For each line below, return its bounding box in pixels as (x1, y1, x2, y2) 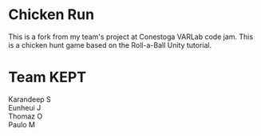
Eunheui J (8, 103, 42, 112)
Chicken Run (8, 6, 94, 24)
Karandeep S (8, 94, 52, 104)
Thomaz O (8, 111, 43, 121)
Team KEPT (8, 68, 86, 87)
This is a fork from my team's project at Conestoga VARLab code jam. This (8, 32, 254, 41)
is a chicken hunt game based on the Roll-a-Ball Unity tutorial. (8, 40, 212, 49)
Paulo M (8, 119, 36, 129)
